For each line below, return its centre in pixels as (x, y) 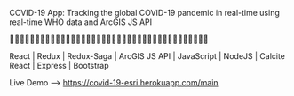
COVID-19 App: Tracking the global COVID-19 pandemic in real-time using (144, 13)
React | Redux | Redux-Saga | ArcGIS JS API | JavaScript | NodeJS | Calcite (147, 56)
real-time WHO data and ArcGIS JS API (81, 22)
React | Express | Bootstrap (59, 66)
